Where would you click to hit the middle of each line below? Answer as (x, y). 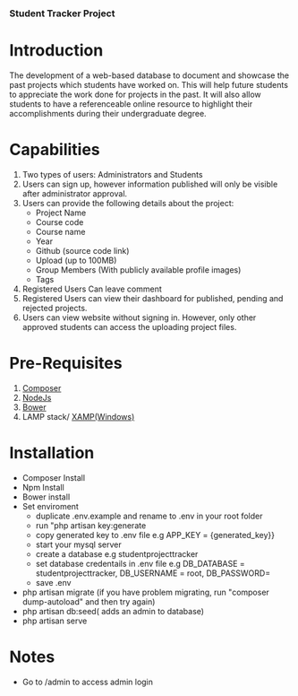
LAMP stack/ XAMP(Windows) (78, 416)
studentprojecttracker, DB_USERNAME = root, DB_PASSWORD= (153, 573)
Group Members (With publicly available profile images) (138, 270)
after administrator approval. (75, 193)
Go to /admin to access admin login (88, 682)
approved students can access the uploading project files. (129, 326)
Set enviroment (50, 506)
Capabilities (55, 150)
